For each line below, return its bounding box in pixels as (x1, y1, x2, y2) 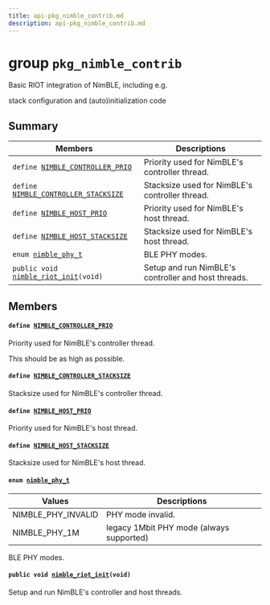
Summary (8, 119, 59, 133)
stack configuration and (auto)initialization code (8, 96, 166, 105)
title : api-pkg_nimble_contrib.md (8, 11, 125, 20)
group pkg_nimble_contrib (8, 54, 182, 72)
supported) (105, 532, 149, 543)
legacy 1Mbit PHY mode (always (105, 521, 230, 533)
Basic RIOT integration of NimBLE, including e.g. (8, 80, 168, 90)
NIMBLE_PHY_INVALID (12, 509, 99, 520)
